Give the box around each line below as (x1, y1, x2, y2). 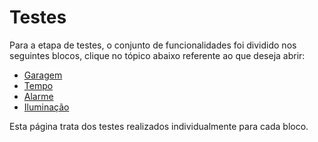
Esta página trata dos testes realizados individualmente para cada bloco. (9, 120, 309, 132)
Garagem (23, 69, 63, 81)
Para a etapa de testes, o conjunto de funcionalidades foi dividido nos (9, 39, 297, 51)
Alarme (23, 90, 54, 102)
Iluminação (23, 101, 70, 113)
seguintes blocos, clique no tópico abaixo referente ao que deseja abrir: (9, 49, 306, 61)
